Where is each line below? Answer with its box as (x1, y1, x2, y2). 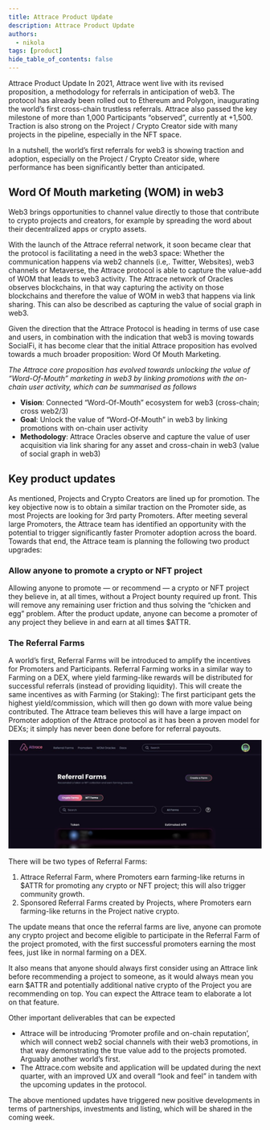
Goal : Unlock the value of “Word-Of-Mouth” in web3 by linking (19, 414, 227, 424)
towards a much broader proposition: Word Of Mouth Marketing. (8, 349, 222, 359)
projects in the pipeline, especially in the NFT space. (8, 129, 182, 139)
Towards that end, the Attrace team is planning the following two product (8, 536, 250, 546)
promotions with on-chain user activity (19, 423, 149, 433)
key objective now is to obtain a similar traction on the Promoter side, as (8, 502, 247, 512)
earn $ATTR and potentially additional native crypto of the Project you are (8, 980, 252, 990)
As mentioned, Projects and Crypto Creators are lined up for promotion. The (8, 493, 260, 503)
